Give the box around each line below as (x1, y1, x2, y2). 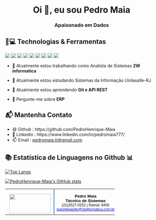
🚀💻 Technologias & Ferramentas (5, 37, 106, 46)
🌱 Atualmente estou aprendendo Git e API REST (12, 87, 108, 92)
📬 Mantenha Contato (5, 111, 72, 119)
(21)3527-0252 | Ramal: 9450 (61, 202, 110, 207)
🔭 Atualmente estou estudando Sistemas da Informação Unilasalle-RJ (12, 77, 152, 83)
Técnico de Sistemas (65, 198, 106, 203)
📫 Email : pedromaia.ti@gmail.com (12, 137, 83, 143)
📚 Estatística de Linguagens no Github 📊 (5, 153, 133, 162)
